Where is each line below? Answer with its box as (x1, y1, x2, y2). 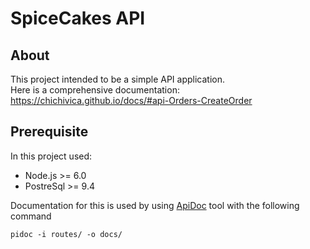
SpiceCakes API (10, 7, 146, 30)
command (10, 210, 52, 222)
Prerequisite (10, 123, 89, 141)
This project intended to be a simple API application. (10, 73, 225, 85)
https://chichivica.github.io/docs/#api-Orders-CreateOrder (10, 95, 253, 106)
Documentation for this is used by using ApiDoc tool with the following (10, 199, 300, 211)
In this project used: (10, 150, 93, 162)
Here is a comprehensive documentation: (10, 84, 180, 96)
